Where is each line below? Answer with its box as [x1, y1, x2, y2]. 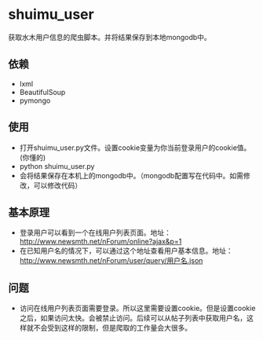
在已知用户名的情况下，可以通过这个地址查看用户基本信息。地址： [19, 246, 233, 256]
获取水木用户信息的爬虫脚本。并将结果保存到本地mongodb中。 [8, 32, 212, 42]
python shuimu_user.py [19, 161, 95, 170]
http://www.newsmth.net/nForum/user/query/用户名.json [19, 256, 203, 265]
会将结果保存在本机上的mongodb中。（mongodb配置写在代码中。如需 [19, 170, 243, 180]
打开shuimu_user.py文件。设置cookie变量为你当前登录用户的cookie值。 [19, 143, 251, 152]
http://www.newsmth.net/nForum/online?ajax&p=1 [19, 237, 182, 247]
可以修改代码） [33, 181, 82, 190]
